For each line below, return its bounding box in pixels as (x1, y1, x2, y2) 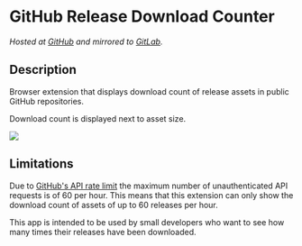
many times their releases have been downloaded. (9, 226, 197, 237)
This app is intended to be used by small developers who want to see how (9, 216, 285, 227)
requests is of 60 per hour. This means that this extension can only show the (9, 189, 294, 200)
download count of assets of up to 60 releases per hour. (9, 199, 218, 210)
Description (9, 62, 77, 77)
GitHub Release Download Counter (9, 6, 275, 27)
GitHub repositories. (9, 96, 84, 106)
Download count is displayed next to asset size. (9, 113, 187, 123)
